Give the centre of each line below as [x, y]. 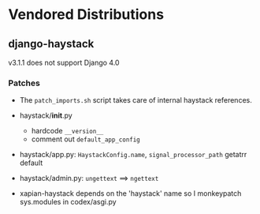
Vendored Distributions [86, 15]
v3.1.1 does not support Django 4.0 [64, 62]
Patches [24, 83]
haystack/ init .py [46, 115]
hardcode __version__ [67, 131]
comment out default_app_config [85, 139]
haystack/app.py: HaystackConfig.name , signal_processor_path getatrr [133, 155]
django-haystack [51, 44]
